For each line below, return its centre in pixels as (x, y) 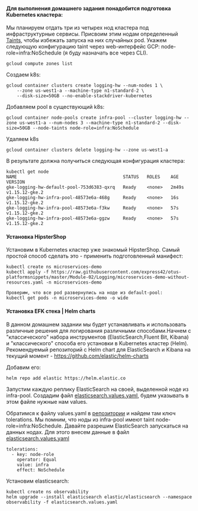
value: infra (33, 465)
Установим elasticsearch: (38, 481)
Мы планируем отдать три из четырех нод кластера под (78, 28)
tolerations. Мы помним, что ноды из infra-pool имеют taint (80, 419)
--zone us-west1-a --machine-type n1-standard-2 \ (81, 91)
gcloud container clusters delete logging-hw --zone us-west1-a (87, 150)
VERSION (16, 182)
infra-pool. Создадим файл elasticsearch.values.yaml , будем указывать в (97, 395)
